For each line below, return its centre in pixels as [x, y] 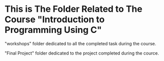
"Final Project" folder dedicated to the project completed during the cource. [82, 53]
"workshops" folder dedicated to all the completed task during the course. [81, 43]
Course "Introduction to [55, 19]
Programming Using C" [53, 30]
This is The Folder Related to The [74, 9]
